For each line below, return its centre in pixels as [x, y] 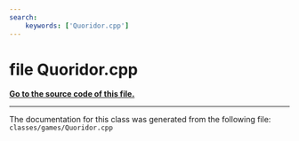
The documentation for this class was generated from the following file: [140, 120]
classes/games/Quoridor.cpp [61, 128]
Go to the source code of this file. [72, 94]
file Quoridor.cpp [73, 70]
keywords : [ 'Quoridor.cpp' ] [77, 26]
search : [24, 17]
